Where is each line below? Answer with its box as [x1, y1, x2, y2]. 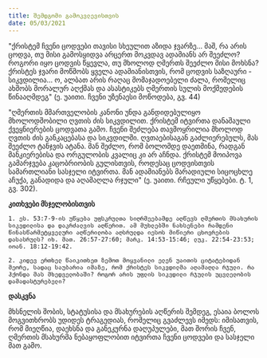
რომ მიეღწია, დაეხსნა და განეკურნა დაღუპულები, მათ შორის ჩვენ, [8, 324, 237, 333]
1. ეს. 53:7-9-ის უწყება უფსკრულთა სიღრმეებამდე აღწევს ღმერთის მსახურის [8, 214, 259, 222]
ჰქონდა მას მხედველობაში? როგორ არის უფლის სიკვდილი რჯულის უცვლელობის [8, 270, 251, 278]
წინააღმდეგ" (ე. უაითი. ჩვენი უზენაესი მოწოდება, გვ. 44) [8, 92, 201, 101]
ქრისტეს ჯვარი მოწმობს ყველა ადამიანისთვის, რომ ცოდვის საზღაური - [8, 66, 253, 76]
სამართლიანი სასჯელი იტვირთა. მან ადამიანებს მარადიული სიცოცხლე [8, 167, 253, 176]
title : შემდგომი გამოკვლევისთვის [8, 11, 120, 20]
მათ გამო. [8, 340, 42, 350]
